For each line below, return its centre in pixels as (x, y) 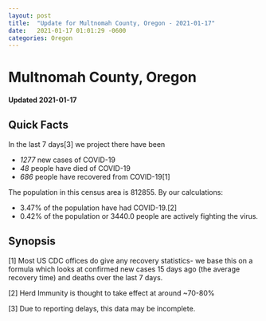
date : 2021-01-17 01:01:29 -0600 (67, 30)
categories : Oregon (41, 38)
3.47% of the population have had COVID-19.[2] (98, 208)
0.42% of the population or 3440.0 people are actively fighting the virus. (139, 216)
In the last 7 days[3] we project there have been (87, 144)
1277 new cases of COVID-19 (67, 160)
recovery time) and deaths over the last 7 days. (86, 277)
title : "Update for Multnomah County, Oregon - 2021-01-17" (112, 23)
